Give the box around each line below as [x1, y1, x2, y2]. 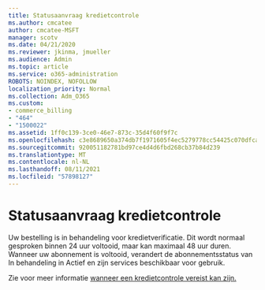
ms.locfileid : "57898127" [8, 173, 93, 181]
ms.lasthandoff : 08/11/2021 [8, 165, 101, 173]
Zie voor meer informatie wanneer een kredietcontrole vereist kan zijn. [8, 273, 237, 282]
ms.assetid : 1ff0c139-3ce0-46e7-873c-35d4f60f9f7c [8, 128, 178, 136]
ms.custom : [8, 99, 44, 107]
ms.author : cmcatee [8, 19, 73, 27]
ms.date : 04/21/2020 [8, 41, 77, 49]
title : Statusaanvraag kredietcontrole [8, 11, 140, 20]
